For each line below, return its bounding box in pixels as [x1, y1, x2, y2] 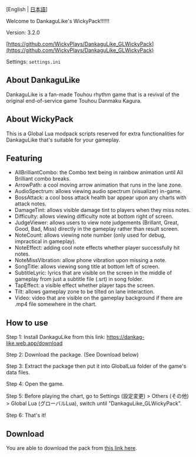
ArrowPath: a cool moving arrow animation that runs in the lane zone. [14, 181, 182, 188]
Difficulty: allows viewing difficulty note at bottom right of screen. [14, 213, 174, 220]
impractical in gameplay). [14, 238, 77, 245]
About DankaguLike [6, 75, 81, 85]
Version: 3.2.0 [6, 29, 40, 36]
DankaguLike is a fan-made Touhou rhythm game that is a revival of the [6, 91, 180, 98]
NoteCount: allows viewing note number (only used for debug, [14, 231, 166, 239]
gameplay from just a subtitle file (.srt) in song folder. [14, 276, 144, 283]
